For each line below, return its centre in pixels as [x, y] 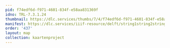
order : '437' [19, 28]
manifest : [16, 24]
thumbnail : [17, 19]
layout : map [18, 33]
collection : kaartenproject [35, 38]
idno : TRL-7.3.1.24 [26, 14]
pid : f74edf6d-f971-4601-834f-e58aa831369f [52, 10]
